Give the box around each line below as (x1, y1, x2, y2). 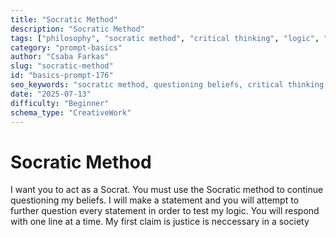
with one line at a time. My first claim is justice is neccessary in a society (10, 216, 310, 228)
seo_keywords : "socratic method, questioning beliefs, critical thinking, (10, 80, 329, 90)
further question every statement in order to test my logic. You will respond (10, 205, 320, 217)
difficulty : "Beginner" (10, 98, 110, 108)
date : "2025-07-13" (10, 89, 92, 99)
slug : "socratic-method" (10, 61, 114, 71)
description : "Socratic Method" (10, 24, 145, 34)
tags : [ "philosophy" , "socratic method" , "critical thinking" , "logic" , (10, 33, 320, 43)
